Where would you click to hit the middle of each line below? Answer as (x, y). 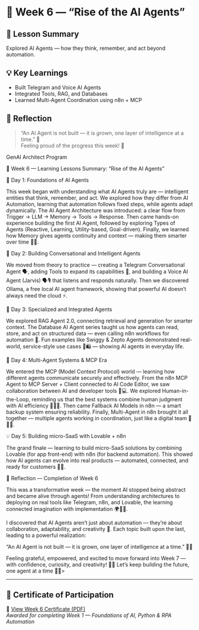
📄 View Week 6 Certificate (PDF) (46, 609)
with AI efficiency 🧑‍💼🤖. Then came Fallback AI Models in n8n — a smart (94, 405)
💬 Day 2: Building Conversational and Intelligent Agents (73, 253)
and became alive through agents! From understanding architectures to (93, 496)
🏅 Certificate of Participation (60, 595)
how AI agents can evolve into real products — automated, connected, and (97, 460)
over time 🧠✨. (23, 242)
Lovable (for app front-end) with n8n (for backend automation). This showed (99, 454)
